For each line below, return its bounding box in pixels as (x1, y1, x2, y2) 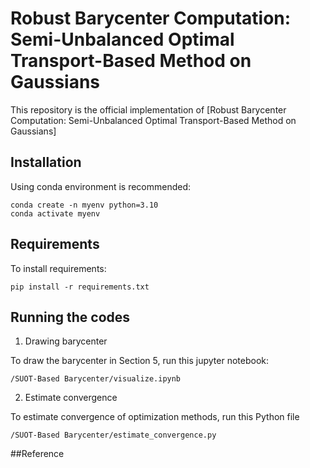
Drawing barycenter (24, 335, 108, 347)
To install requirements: (10, 262, 107, 274)
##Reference (10, 448, 65, 460)
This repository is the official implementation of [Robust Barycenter (10, 103, 287, 116)
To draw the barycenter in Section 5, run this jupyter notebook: (10, 355, 269, 367)
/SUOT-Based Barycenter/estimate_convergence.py (10, 430, 217, 441)
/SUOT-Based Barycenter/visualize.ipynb (10, 374, 182, 384)
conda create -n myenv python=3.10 (10, 200, 159, 210)
